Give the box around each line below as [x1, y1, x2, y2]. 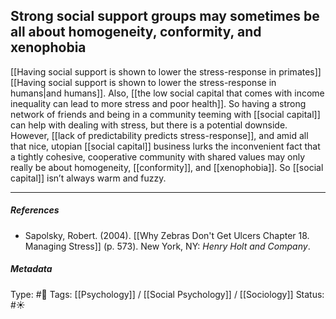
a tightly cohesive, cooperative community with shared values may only [10, 150, 306, 163]
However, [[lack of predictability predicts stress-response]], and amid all [10, 129, 309, 141]
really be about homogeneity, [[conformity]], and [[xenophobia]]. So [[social [10, 161, 324, 173]
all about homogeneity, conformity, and [10, 24, 262, 41]
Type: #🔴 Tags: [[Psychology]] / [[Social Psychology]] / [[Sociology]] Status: [10, 288, 325, 300]
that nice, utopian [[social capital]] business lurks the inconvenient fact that [10, 140, 321, 152]
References [10, 204, 60, 216]
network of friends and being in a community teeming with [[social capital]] [10, 108, 321, 120]
